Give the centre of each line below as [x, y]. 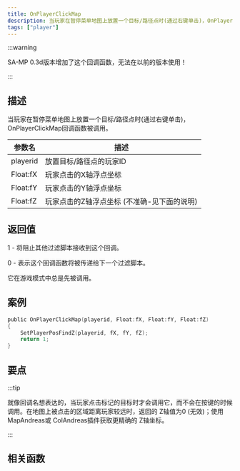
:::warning [22, 48]
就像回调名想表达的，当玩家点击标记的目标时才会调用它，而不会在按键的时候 [120, 402]
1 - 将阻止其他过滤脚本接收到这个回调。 [65, 248]
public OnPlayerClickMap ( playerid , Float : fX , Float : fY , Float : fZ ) [108, 319]
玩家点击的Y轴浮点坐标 [84, 188]
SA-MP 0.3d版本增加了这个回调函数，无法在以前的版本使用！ [97, 62]
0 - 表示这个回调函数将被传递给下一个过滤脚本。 [79, 263]
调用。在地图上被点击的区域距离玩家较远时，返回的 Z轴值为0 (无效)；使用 [115, 411]
